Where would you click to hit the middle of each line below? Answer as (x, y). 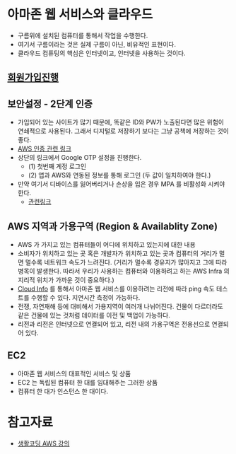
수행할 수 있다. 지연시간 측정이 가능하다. (85, 297)
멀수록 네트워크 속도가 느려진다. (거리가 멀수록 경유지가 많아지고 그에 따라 (126, 262)
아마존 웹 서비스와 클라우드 (80, 14)
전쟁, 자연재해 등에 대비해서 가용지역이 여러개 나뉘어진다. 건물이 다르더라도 (120, 306)
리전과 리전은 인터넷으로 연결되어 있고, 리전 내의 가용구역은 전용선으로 (114, 324)
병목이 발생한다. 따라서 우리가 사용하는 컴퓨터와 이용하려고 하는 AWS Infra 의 (123, 271)
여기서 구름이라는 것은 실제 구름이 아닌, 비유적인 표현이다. (97, 44)
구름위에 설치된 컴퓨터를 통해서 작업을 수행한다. (83, 35)
